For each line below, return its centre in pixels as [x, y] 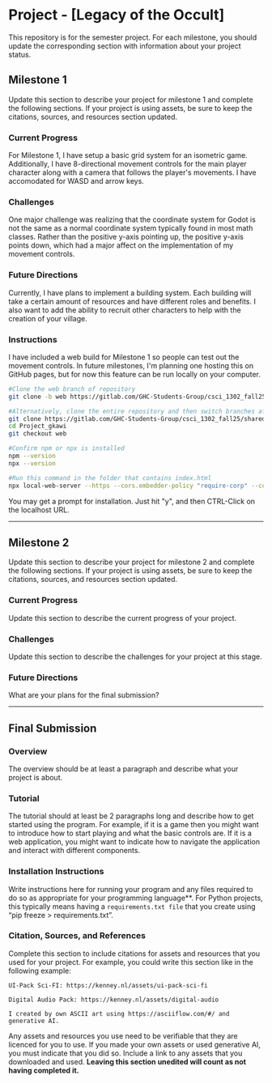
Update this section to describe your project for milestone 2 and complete [132, 562]
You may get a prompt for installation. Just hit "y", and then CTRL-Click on [132, 501]
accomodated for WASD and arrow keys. [76, 181]
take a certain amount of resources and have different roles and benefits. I [132, 301]
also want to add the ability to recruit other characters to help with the [125, 310]
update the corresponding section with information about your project [125, 45]
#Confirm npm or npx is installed [67, 448]
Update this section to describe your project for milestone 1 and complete [131, 100]
